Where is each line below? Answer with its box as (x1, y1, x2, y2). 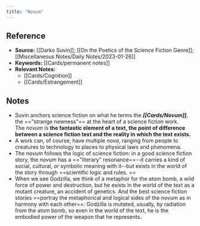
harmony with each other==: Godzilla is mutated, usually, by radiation (14, 201, 186, 208)
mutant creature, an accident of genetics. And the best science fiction (14, 188, 187, 195)
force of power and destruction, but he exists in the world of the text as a (14, 182, 195, 189)
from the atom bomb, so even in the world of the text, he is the (14, 207, 169, 214)
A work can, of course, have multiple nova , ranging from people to (14, 137, 179, 144)
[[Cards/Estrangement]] (23, 78, 82, 85)
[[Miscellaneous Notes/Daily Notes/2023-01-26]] (14, 53, 136, 60)
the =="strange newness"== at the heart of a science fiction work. (14, 118, 179, 126)
